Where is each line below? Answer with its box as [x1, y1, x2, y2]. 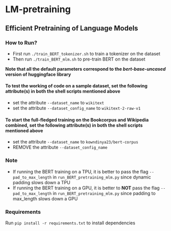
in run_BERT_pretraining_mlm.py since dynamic [52, 174, 151, 180]
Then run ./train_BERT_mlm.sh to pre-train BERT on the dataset [12, 56, 146, 62]
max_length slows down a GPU [12, 195, 78, 201]
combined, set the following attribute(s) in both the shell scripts [5, 122, 143, 128]
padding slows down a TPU [12, 179, 70, 185]
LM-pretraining [5, 4, 71, 15]
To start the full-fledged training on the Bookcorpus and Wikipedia [5, 117, 149, 123]
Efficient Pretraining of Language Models [5, 24, 138, 33]
